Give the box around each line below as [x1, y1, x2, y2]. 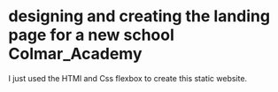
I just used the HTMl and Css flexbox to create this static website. [8, 73, 248, 83]
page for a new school [8, 25, 174, 45]
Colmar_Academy [8, 44, 143, 64]
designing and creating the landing [8, 6, 271, 27]
